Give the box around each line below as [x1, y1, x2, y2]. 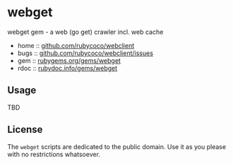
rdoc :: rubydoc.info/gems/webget [17, 64, 118, 72]
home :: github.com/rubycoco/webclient [17, 41, 135, 49]
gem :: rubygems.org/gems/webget [17, 56, 121, 64]
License [7, 124, 43, 136]
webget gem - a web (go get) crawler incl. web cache [7, 28, 164, 36]
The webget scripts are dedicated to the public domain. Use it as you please [7, 142, 227, 151]
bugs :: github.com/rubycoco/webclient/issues [17, 49, 154, 57]
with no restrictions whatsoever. [7, 150, 101, 158]
